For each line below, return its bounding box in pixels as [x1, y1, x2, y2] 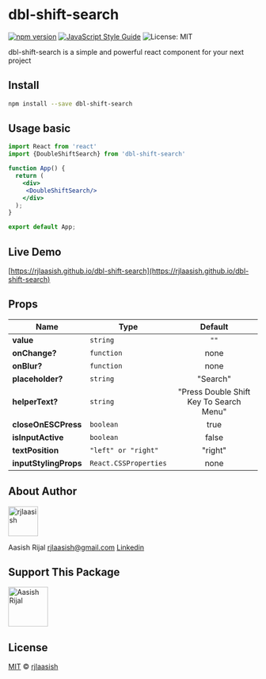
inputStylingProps [12, 457, 82, 469]
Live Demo [8, 245, 62, 259]
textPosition [12, 445, 59, 456]
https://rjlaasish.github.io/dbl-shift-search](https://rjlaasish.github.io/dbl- [10, 266, 249, 276]
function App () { [8, 164, 66, 172]
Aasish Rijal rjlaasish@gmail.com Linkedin [8, 542, 145, 552]
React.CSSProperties [89, 458, 168, 468]
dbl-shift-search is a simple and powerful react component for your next [8, 47, 244, 56]
